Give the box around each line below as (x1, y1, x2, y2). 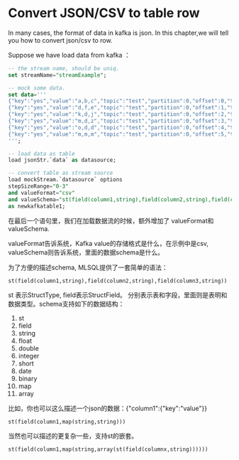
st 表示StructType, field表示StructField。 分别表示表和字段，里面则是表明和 (8, 290, 228, 299)
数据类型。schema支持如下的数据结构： (8, 299, 125, 308)
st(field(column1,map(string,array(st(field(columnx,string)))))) (8, 446, 209, 453)
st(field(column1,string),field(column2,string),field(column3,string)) (8, 277, 228, 284)
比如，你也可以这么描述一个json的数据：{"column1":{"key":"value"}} (8, 404, 208, 412)
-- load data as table (8, 150, 75, 157)
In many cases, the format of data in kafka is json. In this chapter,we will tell (8, 28, 229, 37)
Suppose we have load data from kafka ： (8, 50, 130, 59)
